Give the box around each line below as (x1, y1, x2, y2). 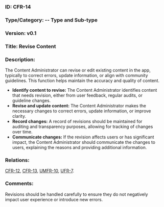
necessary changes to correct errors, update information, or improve (12, 108, 151, 114)
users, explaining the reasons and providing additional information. (12, 144, 147, 150)
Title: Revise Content (5, 43, 56, 50)
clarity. (12, 113, 26, 119)
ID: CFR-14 (5, 3, 31, 10)
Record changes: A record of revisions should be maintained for (12, 118, 143, 124)
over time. (12, 129, 33, 134)
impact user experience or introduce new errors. (5, 196, 103, 202)
